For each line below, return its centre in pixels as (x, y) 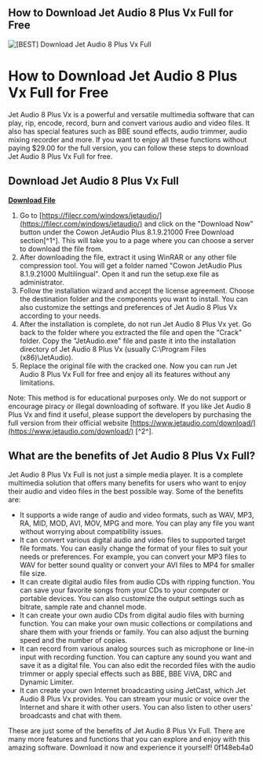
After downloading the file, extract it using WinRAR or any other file (128, 257)
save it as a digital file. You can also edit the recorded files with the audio (137, 666)
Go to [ (31, 215)
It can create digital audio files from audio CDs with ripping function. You (137, 582)
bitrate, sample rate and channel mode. (83, 607)
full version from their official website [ (71, 422)
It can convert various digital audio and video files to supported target (132, 540)
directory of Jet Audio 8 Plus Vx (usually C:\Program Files (113, 349)
